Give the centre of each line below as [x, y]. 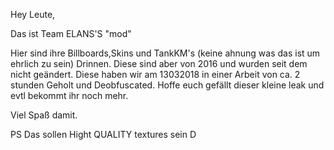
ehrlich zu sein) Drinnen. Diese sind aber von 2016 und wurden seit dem [159, 63]
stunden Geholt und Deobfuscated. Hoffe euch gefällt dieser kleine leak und [167, 85]
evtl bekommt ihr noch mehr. [69, 95]
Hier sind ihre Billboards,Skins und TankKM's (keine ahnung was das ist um [165, 53]
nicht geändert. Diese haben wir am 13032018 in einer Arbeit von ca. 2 [155, 74]
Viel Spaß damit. [44, 115]
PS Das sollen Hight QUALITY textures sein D [103, 134]
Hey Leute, [33, 14]
